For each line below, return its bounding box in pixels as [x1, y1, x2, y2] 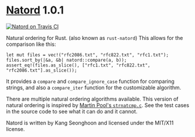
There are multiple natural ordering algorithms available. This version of [6, 95, 179, 102]
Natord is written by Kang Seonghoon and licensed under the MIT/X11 [6, 119, 174, 126]
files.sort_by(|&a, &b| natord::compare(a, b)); [6, 57, 127, 63]
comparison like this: [6, 41, 56, 48]
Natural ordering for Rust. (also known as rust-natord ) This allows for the [6, 34, 183, 41]
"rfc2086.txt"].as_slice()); [6, 67, 77, 73]
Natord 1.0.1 [6, 4, 64, 17]
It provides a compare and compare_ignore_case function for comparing [6, 78, 175, 85]
